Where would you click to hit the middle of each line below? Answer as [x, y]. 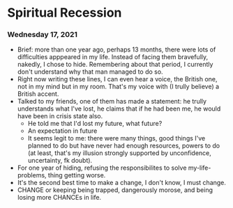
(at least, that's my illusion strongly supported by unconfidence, [119, 153]
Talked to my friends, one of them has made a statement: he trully [112, 102]
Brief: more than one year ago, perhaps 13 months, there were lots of [116, 49]
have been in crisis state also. [60, 116]
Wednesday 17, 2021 [43, 35]
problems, [32, 175]
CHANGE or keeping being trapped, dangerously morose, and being [115, 190]
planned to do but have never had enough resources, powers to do [124, 146]
